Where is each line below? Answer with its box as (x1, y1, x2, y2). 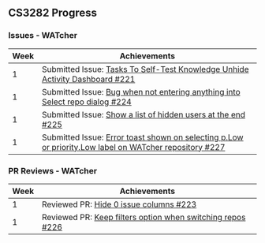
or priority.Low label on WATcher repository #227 (42, 141, 226, 152)
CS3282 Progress (8, 6, 97, 20)
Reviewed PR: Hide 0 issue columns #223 (42, 199, 197, 210)
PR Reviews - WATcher (8, 165, 97, 176)
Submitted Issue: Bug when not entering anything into (42, 86, 241, 97)
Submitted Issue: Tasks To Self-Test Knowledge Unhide (42, 63, 249, 74)
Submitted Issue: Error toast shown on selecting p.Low (42, 132, 244, 143)
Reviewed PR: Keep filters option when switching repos (42, 211, 246, 222)
